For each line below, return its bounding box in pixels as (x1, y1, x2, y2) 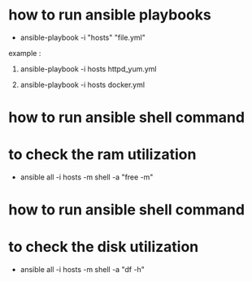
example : (8, 48, 41, 58)
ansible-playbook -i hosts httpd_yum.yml (20, 63, 157, 74)
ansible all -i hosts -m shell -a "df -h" (20, 265, 145, 275)
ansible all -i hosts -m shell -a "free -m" (20, 172, 154, 182)
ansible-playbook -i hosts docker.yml (20, 80, 145, 89)
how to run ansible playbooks (8, 6, 211, 24)
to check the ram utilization (8, 145, 197, 164)
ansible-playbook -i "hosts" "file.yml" (20, 32, 146, 42)
